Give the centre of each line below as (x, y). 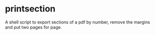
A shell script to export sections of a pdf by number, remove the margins (77, 22)
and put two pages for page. (34, 27)
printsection (30, 9)
